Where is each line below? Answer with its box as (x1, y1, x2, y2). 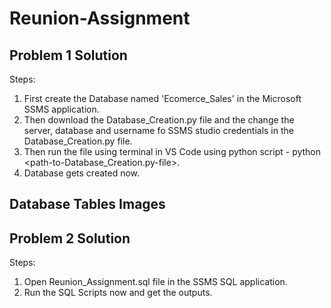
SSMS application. (23, 103, 100, 115)
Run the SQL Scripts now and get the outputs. (23, 287, 213, 299)
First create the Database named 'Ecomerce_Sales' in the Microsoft (23, 93, 302, 104)
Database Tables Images (9, 196, 166, 213)
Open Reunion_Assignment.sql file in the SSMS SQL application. (23, 276, 288, 288)
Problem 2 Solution (9, 230, 131, 247)
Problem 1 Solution (9, 47, 128, 64)
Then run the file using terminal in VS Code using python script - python (23, 146, 322, 157)
